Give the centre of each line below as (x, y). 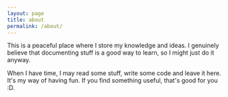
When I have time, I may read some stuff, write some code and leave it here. (114, 73)
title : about (26, 20)
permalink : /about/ (35, 26)
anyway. (19, 60)
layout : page (26, 13)
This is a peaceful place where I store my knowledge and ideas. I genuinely (113, 46)
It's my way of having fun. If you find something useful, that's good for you (112, 81)
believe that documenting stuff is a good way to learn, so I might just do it (111, 53)
